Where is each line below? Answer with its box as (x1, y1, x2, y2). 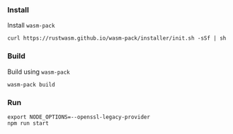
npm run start (7, 119, 50, 127)
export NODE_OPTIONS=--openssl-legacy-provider (7, 113, 151, 121)
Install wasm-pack (7, 21, 55, 30)
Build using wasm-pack (7, 67, 71, 76)
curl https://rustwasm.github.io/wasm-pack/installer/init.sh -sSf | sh (7, 35, 227, 42)
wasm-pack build (7, 81, 55, 88)
